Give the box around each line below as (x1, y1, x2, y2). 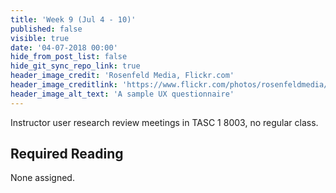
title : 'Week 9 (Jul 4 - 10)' (10, 14, 137, 25)
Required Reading (10, 146, 124, 163)
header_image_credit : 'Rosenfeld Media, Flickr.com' (10, 71, 235, 81)
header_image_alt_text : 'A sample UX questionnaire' (10, 89, 235, 99)
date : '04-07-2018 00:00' (10, 42, 118, 53)
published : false (10, 24, 83, 34)
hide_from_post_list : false (10, 52, 128, 62)
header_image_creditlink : (10, 80, 118, 90)
